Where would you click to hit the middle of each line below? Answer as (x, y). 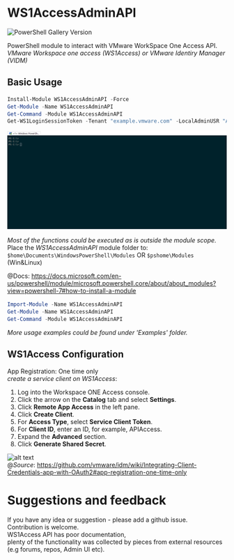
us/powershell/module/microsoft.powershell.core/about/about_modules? (112, 283)
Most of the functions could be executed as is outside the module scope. (112, 240)
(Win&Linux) (25, 263)
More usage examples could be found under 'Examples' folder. (97, 332)
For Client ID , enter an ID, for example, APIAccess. (89, 429)
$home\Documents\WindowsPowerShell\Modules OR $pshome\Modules (101, 255)
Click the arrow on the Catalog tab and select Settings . (97, 399)
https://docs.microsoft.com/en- (76, 276)
